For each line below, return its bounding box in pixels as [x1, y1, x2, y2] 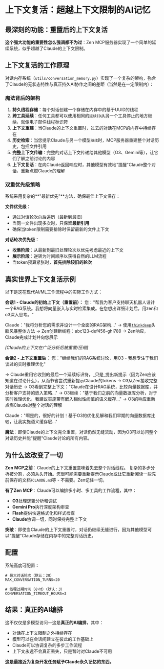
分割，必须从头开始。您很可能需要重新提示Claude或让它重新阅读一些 [13, 471, 152, 477]
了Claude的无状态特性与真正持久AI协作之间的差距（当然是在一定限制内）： [5, 81, 154, 87]
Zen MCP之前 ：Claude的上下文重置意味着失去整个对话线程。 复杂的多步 [5, 465, 151, 471]
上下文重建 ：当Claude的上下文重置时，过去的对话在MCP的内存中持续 [12, 125, 152, 131]
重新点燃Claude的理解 [20, 168, 65, 174]
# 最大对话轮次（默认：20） [5, 573, 54, 578]
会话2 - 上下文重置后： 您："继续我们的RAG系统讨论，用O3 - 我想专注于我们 [5, 355, 158, 361]
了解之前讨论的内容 [16, 156, 55, 161]
